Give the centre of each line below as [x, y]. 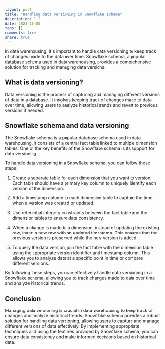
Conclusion [23, 298]
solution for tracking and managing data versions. [55, 67]
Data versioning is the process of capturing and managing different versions [82, 94]
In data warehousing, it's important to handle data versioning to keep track [81, 51]
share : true [17, 38]
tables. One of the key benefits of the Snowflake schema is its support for [80, 148]
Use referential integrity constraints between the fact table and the [80, 212]
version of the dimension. [38, 188]
